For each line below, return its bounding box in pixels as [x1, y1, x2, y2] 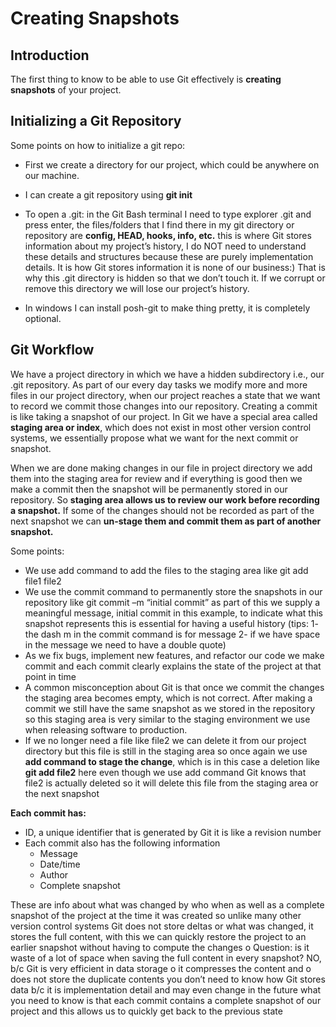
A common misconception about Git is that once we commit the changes [24, 681, 325, 693]
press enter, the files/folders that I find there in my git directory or [24, 218, 295, 231]
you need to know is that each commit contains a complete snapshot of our [10, 994, 322, 1006]
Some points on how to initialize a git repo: [10, 139, 186, 151]
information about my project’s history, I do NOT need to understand [24, 240, 307, 252]
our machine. [24, 169, 80, 181]
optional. [24, 312, 62, 324]
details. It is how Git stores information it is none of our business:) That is [24, 261, 326, 273]
